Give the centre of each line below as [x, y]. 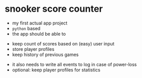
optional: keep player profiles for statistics [56, 70]
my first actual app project [40, 23]
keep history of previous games [45, 55]
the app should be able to [39, 34]
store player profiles [33, 49]
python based [26, 28]
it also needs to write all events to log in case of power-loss [74, 64]
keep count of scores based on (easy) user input [63, 43]
